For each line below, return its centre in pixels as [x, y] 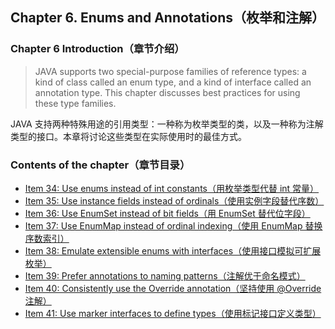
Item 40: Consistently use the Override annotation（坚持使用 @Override [173, 288]
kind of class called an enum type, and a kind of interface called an [173, 82]
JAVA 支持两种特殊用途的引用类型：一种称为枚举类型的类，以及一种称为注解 [167, 124]
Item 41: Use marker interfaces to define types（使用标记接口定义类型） [173, 313]
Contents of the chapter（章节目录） [100, 165]
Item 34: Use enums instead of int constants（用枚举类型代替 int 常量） [172, 188]
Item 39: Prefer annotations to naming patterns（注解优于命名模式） [165, 275]
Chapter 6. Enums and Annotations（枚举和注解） [167, 18]
